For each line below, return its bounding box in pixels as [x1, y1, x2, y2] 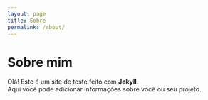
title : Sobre [7, 17, 46, 24]
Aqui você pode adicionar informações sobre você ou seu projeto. [7, 85, 202, 94]
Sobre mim [7, 54, 73, 70]
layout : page [7, 10, 46, 18]
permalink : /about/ [7, 23, 66, 30]
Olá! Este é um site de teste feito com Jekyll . [7, 77, 139, 86]
